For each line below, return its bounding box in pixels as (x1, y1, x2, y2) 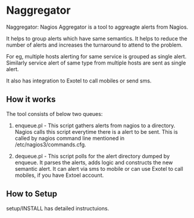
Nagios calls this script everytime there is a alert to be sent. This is (14, 128, 179, 135)
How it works (6, 94, 56, 105)
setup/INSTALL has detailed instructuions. (6, 204, 109, 212)
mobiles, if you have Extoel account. (14, 171, 104, 179)
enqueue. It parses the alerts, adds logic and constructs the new (14, 159, 173, 166)
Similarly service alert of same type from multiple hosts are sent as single (6, 59, 186, 66)
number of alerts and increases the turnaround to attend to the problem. (6, 41, 183, 48)
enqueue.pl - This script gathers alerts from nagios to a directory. (14, 122, 176, 129)
